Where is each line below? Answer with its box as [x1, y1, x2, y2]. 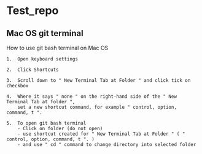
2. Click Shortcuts [6, 67, 60, 73]
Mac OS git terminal [6, 28, 84, 38]
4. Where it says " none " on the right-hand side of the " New [6, 94, 177, 100]
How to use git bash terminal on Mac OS [6, 44, 109, 51]
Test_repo [6, 4, 59, 18]
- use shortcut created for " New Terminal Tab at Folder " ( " [17, 131, 185, 137]
